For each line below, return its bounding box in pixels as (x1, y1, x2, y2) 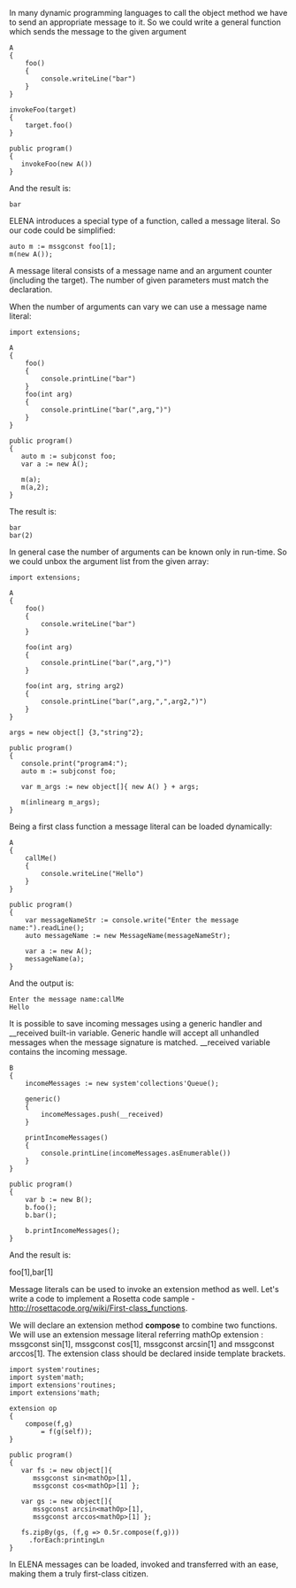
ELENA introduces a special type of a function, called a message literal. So (9, 216, 281, 226)
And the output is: (9, 978, 74, 988)
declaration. (9, 284, 53, 295)
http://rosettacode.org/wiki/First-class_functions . (9, 1303, 188, 1313)
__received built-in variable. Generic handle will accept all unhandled (9, 1027, 260, 1038)
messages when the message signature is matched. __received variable (9, 1037, 271, 1048)
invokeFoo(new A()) (20, 159, 93, 168)
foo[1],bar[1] (9, 1267, 54, 1277)
